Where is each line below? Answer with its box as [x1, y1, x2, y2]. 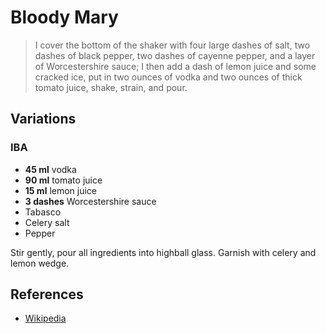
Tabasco [24, 206, 62, 218]
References [10, 286, 84, 303]
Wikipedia [24, 312, 67, 325]
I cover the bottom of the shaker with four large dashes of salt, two [34, 39, 311, 51]
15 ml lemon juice [24, 184, 98, 196]
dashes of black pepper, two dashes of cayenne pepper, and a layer [34, 49, 316, 61]
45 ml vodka [24, 163, 77, 175]
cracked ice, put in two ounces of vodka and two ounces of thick [34, 71, 303, 83]
